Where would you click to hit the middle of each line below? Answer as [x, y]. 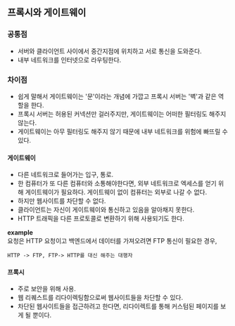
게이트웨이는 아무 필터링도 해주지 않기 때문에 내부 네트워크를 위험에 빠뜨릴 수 [123, 131]
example [20, 233]
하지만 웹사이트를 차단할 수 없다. [62, 201]
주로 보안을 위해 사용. [46, 289]
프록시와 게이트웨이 [47, 13]
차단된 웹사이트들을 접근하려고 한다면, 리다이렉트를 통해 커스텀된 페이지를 [118, 306]
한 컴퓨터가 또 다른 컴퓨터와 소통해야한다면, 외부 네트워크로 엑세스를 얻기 [117, 183]
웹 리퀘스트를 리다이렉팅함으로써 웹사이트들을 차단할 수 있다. [100, 298]
